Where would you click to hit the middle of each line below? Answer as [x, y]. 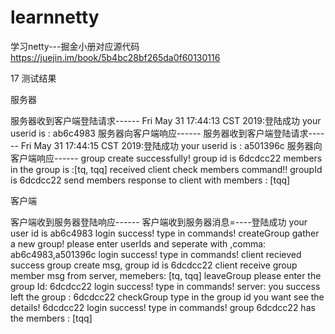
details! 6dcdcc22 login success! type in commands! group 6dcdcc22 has [163, 307]
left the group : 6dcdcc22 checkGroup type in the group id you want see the [167, 297]
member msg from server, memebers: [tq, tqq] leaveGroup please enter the [166, 275]
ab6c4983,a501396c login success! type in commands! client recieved [156, 254]
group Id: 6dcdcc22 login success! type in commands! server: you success [165, 286]
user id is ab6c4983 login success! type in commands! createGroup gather [165, 233]
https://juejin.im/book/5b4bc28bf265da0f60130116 [115, 57]
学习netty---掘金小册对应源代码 [75, 46]
